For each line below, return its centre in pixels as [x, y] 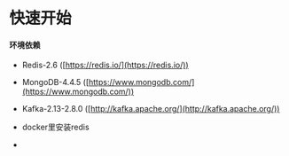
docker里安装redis [56, 127]
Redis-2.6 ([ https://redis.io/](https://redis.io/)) [105, 65]
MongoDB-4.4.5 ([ [55, 82]
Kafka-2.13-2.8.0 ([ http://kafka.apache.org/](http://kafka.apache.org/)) [151, 109]
